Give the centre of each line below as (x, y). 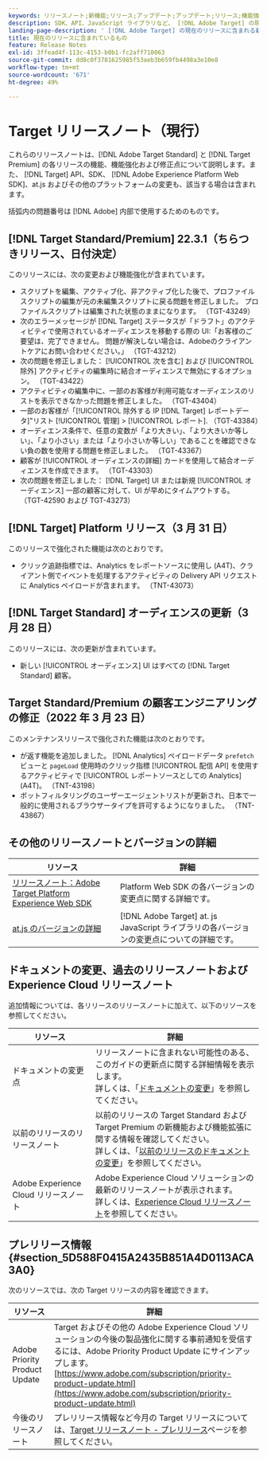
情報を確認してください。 (166, 1139)
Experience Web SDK (52, 903)
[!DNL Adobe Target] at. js (168, 916)
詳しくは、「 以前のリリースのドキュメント (172, 1151)
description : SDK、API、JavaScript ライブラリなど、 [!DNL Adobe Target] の (132, 23)
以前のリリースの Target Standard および (171, 1116)
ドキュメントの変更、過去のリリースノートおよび (128, 969)
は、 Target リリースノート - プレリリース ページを (147, 1430)
